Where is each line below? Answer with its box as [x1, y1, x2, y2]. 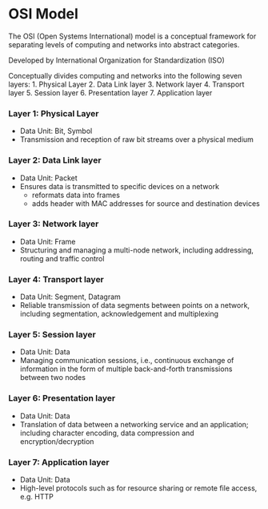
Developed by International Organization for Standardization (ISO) [8, 55, 226, 65]
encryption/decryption [19, 436, 94, 446]
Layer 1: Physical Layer [8, 107, 99, 119]
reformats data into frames [31, 190, 120, 200]
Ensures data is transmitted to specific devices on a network [19, 181, 220, 191]
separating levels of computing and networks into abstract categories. [8, 39, 240, 49]
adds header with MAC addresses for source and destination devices [31, 198, 260, 208]
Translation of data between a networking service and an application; [19, 419, 250, 429]
